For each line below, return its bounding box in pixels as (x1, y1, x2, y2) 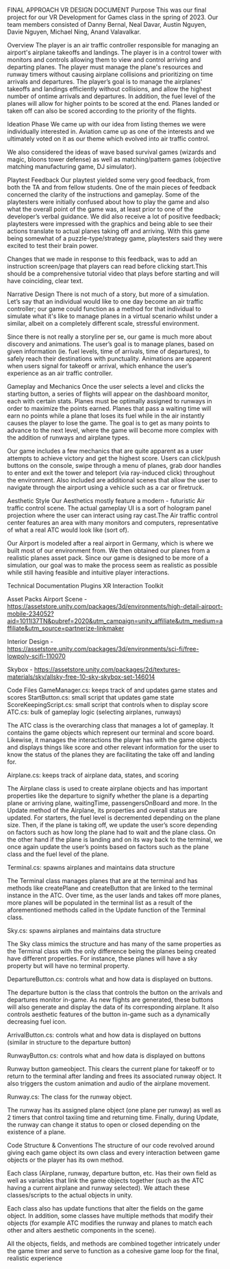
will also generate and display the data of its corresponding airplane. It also (7, 1003, 219, 1011)
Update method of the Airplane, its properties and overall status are (7, 807, 197, 814)
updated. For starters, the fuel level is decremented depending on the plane (7, 813, 220, 822)
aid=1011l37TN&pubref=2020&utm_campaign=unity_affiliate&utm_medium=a (7, 617, 223, 625)
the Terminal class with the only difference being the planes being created (7, 947, 217, 955)
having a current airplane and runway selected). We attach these (7, 1184, 190, 1191)
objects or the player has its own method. (7, 1156, 125, 1164)
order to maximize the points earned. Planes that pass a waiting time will (7, 405, 212, 412)
